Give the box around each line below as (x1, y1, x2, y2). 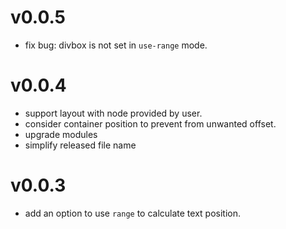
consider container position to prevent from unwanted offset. (24, 117, 277, 130)
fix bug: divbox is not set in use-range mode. (24, 39, 208, 51)
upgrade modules (24, 128, 98, 140)
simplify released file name (24, 139, 137, 151)
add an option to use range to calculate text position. (24, 207, 242, 219)
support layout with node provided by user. (24, 107, 203, 119)
